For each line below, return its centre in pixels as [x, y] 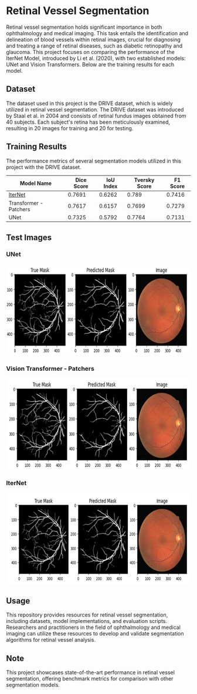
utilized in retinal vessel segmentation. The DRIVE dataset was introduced [95, 109]
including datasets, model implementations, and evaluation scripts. [87, 621]
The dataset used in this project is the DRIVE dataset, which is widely [89, 103]
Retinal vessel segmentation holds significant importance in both [84, 27]
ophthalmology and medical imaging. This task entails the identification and [97, 33]
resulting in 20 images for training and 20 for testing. [70, 128]
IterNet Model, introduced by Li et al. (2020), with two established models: [96, 58]
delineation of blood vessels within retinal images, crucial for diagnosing [93, 39]
